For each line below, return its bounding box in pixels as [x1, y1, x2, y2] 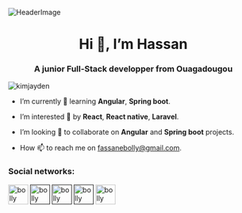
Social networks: [8, 166, 75, 177]
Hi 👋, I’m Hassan [79, 36, 188, 53]
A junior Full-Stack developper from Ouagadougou [33, 63, 233, 74]
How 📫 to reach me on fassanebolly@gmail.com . [19, 143, 182, 153]
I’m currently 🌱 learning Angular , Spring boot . [19, 97, 171, 106]
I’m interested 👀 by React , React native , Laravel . [19, 112, 179, 122]
